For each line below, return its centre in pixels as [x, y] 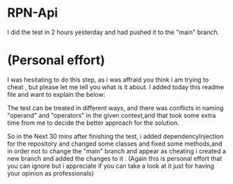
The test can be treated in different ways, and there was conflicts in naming [115, 108]
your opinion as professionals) [50, 173]
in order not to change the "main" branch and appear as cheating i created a [116, 151]
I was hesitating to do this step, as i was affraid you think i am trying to [108, 79]
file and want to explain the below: [56, 94]
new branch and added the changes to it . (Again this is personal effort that [115, 158]
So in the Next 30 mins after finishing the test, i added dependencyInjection [115, 136]
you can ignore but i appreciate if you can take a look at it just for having [111, 166]
